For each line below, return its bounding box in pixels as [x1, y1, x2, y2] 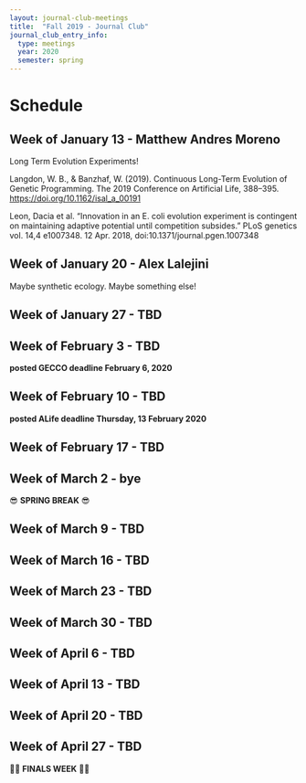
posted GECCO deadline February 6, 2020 [9, 363, 173, 374]
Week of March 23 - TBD [9, 584, 153, 599]
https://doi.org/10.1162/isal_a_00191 [9, 193, 142, 204]
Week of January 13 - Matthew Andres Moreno [9, 132, 281, 147]
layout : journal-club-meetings [9, 13, 129, 23]
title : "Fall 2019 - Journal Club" [9, 22, 149, 31]
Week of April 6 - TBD [9, 645, 135, 661]
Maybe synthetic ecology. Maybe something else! [9, 280, 196, 291]
